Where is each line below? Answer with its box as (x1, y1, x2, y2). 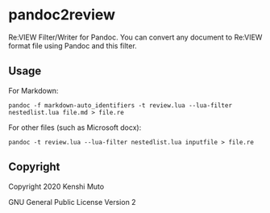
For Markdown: (8, 86, 59, 95)
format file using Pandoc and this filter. (8, 40, 137, 50)
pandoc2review (8, 6, 115, 24)
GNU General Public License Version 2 (8, 197, 136, 207)
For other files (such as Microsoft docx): (8, 123, 142, 132)
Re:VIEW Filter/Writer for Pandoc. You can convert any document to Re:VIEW (8, 32, 263, 42)
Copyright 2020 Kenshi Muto (8, 182, 105, 191)
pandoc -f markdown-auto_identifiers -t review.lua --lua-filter (8, 101, 232, 110)
